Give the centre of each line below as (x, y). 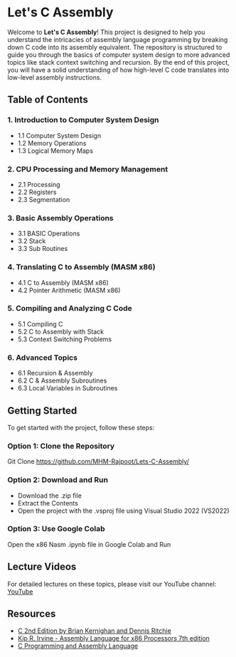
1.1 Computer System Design (59, 135)
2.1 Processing (39, 184)
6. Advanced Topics (43, 358)
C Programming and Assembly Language (78, 646)
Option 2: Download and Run (58, 480)
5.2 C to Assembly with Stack (61, 331)
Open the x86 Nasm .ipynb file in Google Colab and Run (89, 544)
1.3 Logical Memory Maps (55, 151)
